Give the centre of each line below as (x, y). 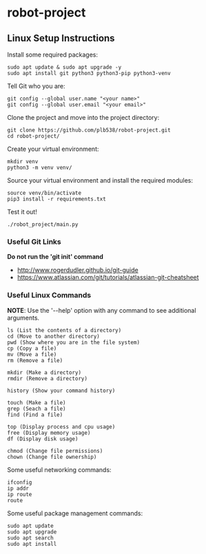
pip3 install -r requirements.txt (57, 199)
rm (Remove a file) (35, 360)
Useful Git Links (34, 241)
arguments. (23, 318)
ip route (20, 494)
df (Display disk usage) (43, 439)
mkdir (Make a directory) (44, 372)
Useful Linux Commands (49, 296)
